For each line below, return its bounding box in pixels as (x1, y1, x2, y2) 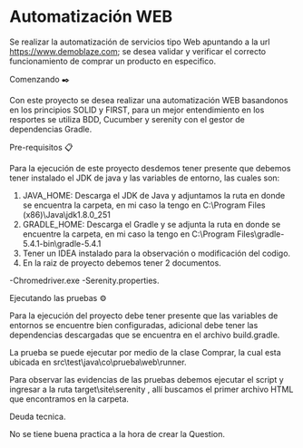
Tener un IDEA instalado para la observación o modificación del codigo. (22, 248, 291, 258)
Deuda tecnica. (9, 411, 66, 422)
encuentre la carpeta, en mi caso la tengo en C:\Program (22, 229, 236, 239)
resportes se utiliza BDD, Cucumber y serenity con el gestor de (9, 113, 245, 124)
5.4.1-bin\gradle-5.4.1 (22, 238, 102, 248)
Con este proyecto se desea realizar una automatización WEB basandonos (9, 94, 288, 105)
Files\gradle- (237, 229, 285, 239)
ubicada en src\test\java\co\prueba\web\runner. (9, 356, 187, 367)
